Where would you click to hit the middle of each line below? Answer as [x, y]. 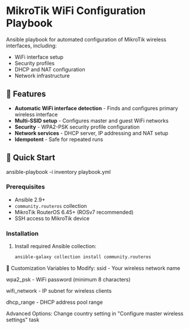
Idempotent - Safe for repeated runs [59, 139]
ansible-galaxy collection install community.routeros [83, 257]
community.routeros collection [51, 205]
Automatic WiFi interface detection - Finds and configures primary [96, 108]
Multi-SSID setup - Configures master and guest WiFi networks [91, 121]
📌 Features [26, 94]
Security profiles [35, 63]
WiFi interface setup [39, 57]
